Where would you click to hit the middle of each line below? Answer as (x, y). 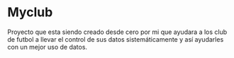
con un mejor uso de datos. (47, 47)
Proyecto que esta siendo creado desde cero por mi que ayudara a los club (117, 32)
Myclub (30, 12)
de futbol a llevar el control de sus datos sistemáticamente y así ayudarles (116, 39)
